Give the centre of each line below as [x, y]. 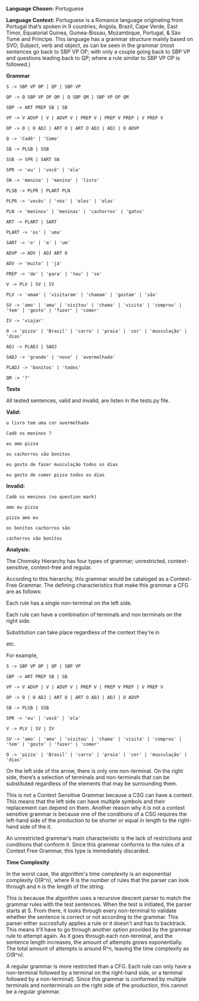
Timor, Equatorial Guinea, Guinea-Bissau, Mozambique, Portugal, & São [94, 33]
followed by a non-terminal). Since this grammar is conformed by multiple [96, 979]
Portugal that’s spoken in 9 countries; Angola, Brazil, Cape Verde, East [92, 26]
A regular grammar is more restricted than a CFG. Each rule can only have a [99, 966]
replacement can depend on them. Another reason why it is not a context [96, 808]
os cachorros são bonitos [38, 454]
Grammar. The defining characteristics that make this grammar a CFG [104, 585]
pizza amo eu [22, 518]
